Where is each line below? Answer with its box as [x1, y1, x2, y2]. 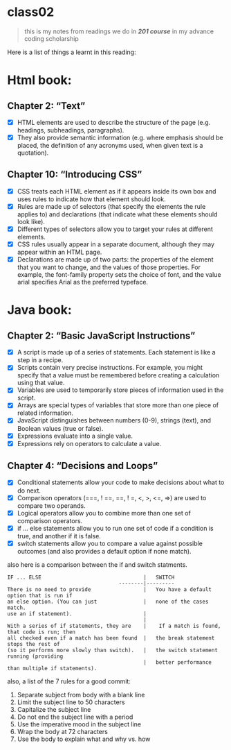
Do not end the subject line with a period [17, 713, 133, 721]
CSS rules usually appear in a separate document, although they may [17, 240, 214, 248]
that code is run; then [7, 629, 76, 636]
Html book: [7, 72, 72, 88]
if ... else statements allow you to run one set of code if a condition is [17, 524, 214, 532]
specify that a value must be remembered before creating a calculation [17, 371, 220, 380]
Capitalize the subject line [17, 705, 91, 713]
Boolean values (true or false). [17, 424, 104, 432]
